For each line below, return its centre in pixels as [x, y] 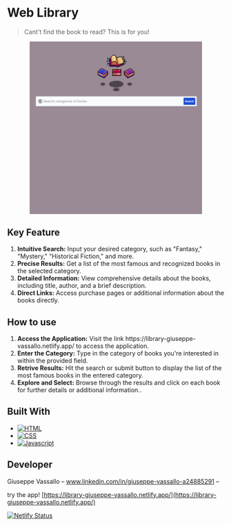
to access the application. [112, 346]
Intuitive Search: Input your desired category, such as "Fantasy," [110, 249]
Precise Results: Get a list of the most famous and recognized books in [119, 264]
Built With [29, 412]
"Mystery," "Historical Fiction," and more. [76, 256]
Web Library [43, 13]
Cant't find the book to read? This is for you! [87, 32]
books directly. [38, 300]
